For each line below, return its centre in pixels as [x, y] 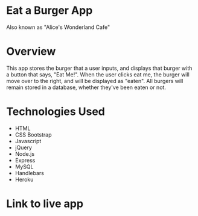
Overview [31, 51]
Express [25, 160]
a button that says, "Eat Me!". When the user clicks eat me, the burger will [98, 74]
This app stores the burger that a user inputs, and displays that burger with [99, 68]
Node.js [25, 153]
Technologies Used [56, 112]
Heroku [24, 179]
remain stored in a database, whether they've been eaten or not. [86, 87]
